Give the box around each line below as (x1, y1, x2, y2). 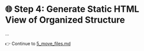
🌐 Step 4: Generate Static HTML (5, 3, 140, 15)
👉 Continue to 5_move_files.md (5, 41, 71, 47)
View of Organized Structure (5, 14, 125, 26)
